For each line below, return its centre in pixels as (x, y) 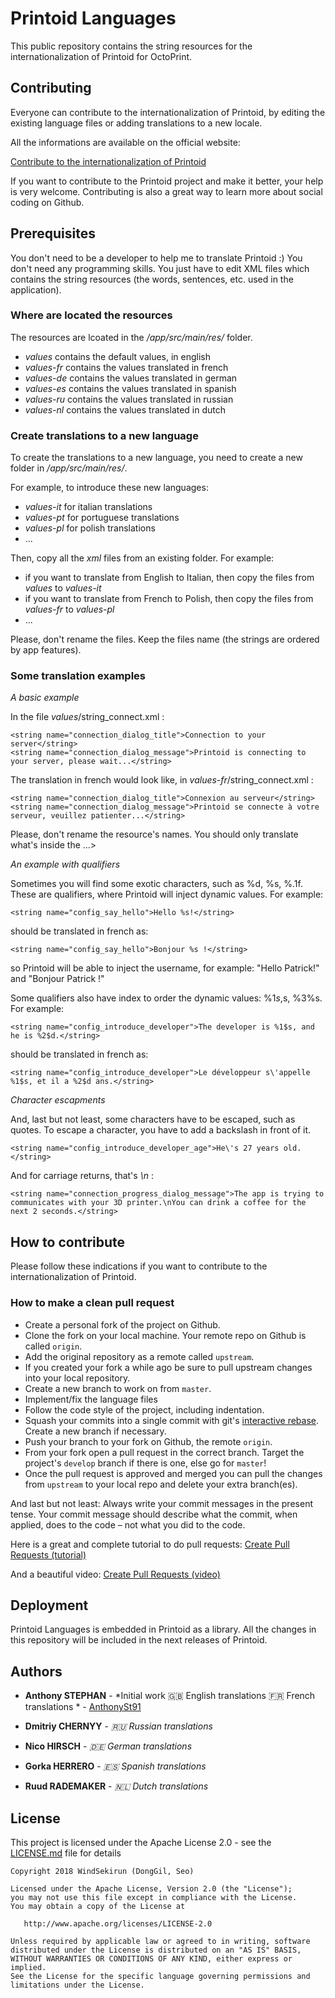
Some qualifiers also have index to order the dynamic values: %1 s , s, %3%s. (166, 998)
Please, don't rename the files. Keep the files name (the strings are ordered (165, 639)
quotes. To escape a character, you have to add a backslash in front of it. (161, 1130)
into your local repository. (77, 1378)
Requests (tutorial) (48, 1554)
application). (36, 289)
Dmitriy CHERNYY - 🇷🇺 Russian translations (118, 1726)
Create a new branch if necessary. (95, 1431)
